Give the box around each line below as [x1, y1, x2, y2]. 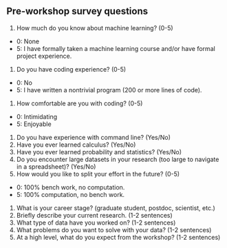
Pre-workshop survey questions [6, 6, 149, 17]
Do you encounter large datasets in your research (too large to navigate [16, 155, 219, 163]
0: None [16, 37, 39, 45]
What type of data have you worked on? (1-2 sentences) [16, 218, 176, 227]
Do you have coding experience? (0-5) [16, 65, 127, 73]
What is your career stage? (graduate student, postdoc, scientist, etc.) [16, 203, 216, 212]
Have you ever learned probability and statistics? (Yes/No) [16, 147, 182, 156]
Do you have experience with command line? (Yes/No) [16, 133, 171, 141]
